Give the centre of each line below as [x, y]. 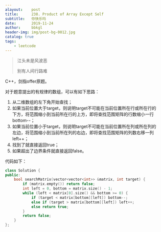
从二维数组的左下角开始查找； [42, 102]
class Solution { [23, 170]
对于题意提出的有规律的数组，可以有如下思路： [52, 91]
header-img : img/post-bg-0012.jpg [40, 32]
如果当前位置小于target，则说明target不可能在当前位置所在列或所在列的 [84, 126]
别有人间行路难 [32, 71]
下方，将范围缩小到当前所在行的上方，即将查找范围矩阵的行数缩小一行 [83, 114]
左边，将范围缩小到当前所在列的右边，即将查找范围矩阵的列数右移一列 [83, 132]
